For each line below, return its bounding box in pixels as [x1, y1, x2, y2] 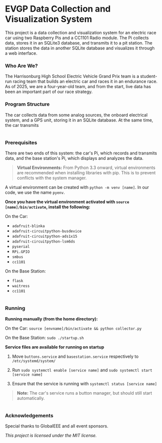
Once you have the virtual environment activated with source [5, 199, 130, 205]
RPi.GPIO [12, 249, 30, 255]
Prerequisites [5, 139, 37, 146]
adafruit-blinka [12, 224, 45, 229]
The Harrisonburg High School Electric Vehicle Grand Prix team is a [5, 74, 139, 79]
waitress [12, 284, 30, 289]
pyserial [12, 244, 30, 249]
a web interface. [5, 50, 38, 56]
